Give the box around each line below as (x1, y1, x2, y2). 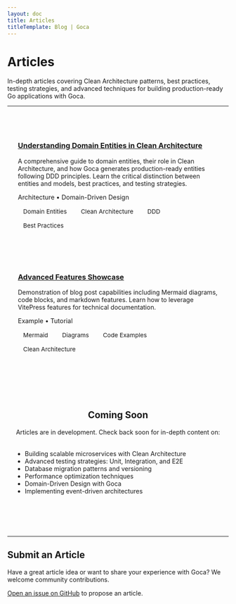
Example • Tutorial (18, 316, 73, 325)
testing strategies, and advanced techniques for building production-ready (7, 84, 223, 93)
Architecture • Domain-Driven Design (18, 193, 130, 201)
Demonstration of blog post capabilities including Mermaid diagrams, (18, 288, 218, 296)
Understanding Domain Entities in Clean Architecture (18, 141, 203, 151)
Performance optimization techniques (24, 472, 134, 480)
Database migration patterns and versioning (24, 464, 152, 472)
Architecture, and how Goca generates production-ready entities (18, 164, 205, 172)
